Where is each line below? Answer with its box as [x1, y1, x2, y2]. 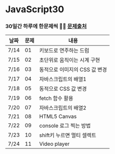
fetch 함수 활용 [39, 95, 74, 102]
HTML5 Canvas [39, 113, 77, 120]
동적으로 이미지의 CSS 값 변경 [39, 66, 107, 73]
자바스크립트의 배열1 [39, 75, 87, 83]
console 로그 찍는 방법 [39, 122, 91, 130]
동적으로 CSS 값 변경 [39, 85, 87, 92]
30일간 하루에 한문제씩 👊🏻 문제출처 [5, 23, 87, 30]
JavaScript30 [5, 4, 64, 15]
